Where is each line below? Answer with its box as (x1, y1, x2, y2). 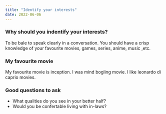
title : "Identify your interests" (5, 7, 77, 12)
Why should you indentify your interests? (5, 28, 108, 35)
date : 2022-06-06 (5, 12, 41, 17)
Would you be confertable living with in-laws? (12, 103, 106, 109)
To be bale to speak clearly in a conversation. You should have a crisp (5, 39, 149, 45)
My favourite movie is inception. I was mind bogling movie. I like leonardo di (5, 69, 161, 75)
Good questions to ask (5, 87, 61, 94)
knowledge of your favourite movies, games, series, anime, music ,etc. (5, 45, 151, 51)
